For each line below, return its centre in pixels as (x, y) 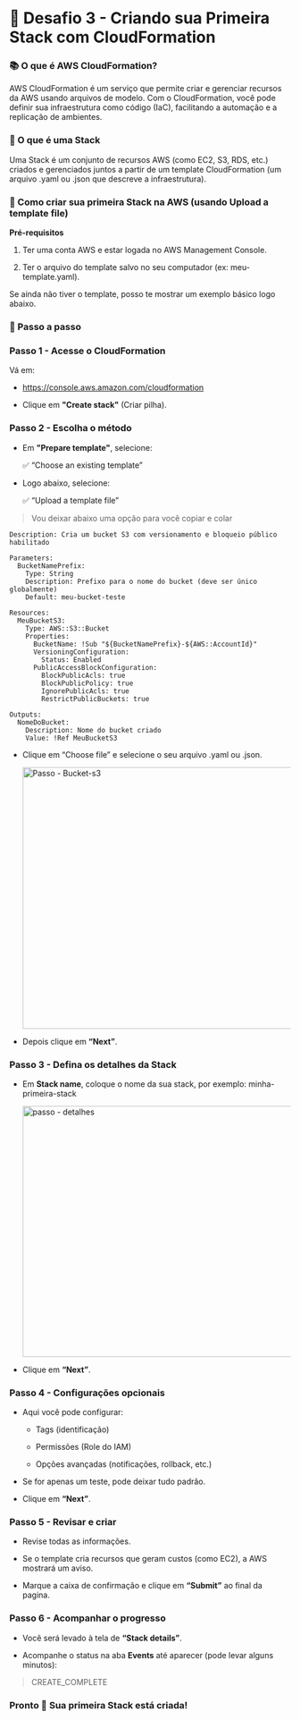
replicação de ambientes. (56, 117)
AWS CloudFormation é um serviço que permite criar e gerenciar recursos (146, 89)
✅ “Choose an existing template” (82, 465)
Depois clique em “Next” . (70, 1041)
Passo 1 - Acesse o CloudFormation (87, 351)
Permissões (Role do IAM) (83, 1447)
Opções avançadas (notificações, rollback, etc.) (124, 1464)
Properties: (47, 636)
